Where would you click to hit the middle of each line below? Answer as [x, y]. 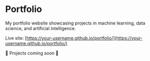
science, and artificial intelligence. [41, 28]
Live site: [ [16, 38]
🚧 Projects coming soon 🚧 [32, 53]
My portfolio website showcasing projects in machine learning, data [75, 23]
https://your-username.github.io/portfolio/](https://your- [85, 38]
